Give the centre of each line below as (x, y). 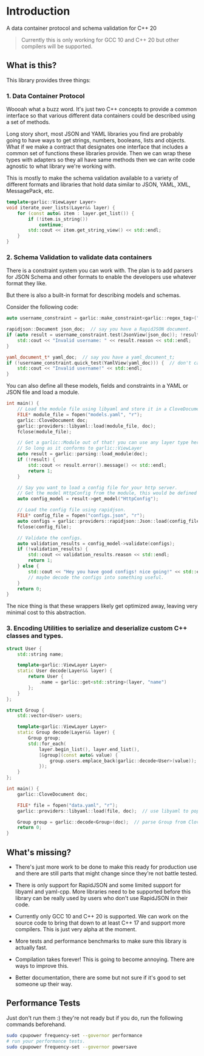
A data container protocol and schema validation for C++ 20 (81, 28)
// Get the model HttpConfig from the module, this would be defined (107, 493)
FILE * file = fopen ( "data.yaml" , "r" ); (68, 805)
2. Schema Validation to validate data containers (79, 257)
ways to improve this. (42, 965)
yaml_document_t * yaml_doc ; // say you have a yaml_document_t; (90, 357)
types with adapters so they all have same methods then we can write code (101, 160)
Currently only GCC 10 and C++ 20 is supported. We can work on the (102, 916)
